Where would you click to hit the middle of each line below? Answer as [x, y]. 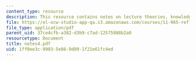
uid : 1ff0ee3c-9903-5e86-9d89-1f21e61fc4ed [60, 49]
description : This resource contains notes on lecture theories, [87, 17]
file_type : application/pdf [40, 28]
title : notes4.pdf [28, 44]
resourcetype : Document [35, 38]
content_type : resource [35, 11]
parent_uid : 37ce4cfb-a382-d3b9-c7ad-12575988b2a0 [69, 33]
